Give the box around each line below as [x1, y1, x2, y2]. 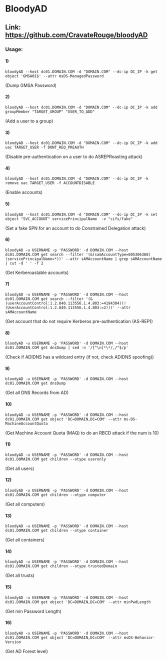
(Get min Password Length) [5, 608, 61, 614]
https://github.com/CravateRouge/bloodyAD [5, 30, 148, 39]
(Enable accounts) [5, 189, 43, 195]
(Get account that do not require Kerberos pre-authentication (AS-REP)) [5, 318, 153, 324]
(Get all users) [5, 465, 34, 471]
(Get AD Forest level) [5, 648, 48, 654]
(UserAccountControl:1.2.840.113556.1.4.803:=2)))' [5, 305, 115, 310]
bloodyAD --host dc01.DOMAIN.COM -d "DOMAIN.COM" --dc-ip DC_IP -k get [5, 69, 157, 74]
